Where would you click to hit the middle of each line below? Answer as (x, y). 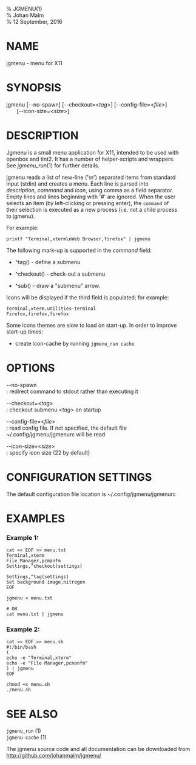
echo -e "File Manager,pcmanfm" (47, 663)
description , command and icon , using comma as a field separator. (90, 190)
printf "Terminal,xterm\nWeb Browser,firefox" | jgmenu (78, 239)
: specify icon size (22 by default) (48, 452)
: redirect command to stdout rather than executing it (72, 391)
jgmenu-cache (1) (26, 737)
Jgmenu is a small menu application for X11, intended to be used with (93, 152)
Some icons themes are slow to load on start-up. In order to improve (92, 325)
